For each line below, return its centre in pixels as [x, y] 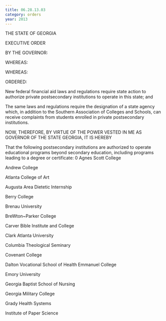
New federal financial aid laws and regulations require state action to [76, 92]
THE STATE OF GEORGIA [31, 34]
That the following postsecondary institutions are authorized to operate [78, 147]
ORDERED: [16, 82]
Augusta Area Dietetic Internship [39, 187]
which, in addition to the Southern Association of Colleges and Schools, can [83, 112]
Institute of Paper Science [32, 313]
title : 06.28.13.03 [25, 10]
